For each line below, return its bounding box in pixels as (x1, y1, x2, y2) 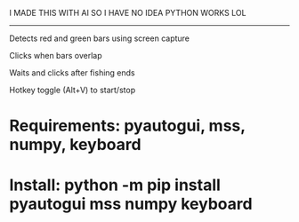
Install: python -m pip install (9, 175, 221, 195)
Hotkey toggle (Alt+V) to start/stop (9, 84, 136, 95)
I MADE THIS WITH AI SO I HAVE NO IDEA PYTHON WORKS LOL (9, 8, 246, 18)
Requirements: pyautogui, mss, (9, 115, 246, 136)
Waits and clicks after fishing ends (9, 67, 135, 78)
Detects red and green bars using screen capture (9, 33, 190, 44)
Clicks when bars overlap (9, 51, 102, 60)
